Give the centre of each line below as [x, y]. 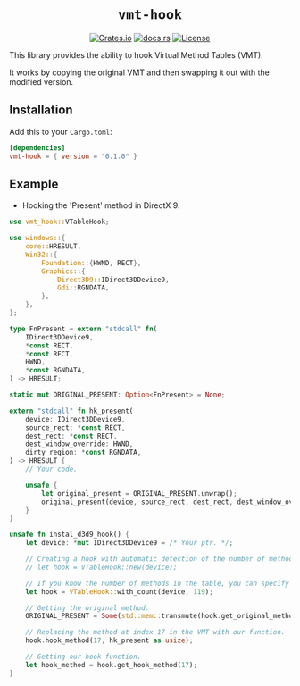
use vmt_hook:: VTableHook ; [59, 222]
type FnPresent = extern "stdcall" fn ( [83, 329]
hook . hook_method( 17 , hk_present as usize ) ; [109, 640]
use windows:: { [37, 238]
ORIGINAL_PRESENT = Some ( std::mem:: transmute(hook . [123, 616]
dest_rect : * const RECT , [71, 436]
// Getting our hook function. [83, 657]
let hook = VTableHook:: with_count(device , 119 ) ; [120, 591]
